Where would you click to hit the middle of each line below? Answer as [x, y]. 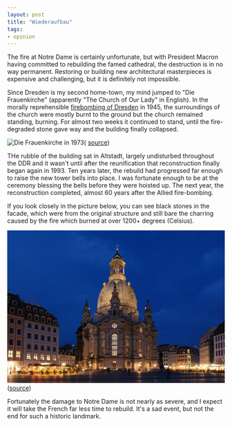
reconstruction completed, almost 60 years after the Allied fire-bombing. [110, 193]
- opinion [21, 37]
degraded [21, 129]
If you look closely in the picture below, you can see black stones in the [108, 206]
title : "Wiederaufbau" [40, 22]
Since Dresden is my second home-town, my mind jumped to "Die [101, 93]
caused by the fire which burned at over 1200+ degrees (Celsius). [101, 221]
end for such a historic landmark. [54, 416]
